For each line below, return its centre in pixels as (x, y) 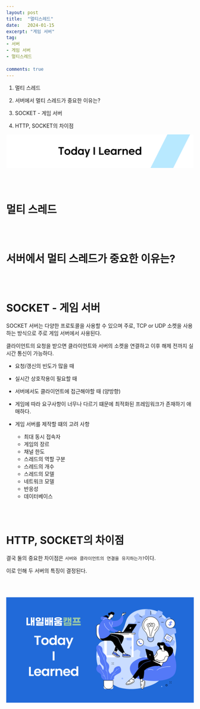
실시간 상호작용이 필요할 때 (46, 378)
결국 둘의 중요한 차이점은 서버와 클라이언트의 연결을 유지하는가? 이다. (81, 558)
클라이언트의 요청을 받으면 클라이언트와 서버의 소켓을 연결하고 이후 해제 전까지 (97, 346)
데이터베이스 (38, 496)
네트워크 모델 (39, 481)
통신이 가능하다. (35, 353)
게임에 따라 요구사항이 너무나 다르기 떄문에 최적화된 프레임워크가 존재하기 (100, 404)
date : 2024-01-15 (30, 25)
